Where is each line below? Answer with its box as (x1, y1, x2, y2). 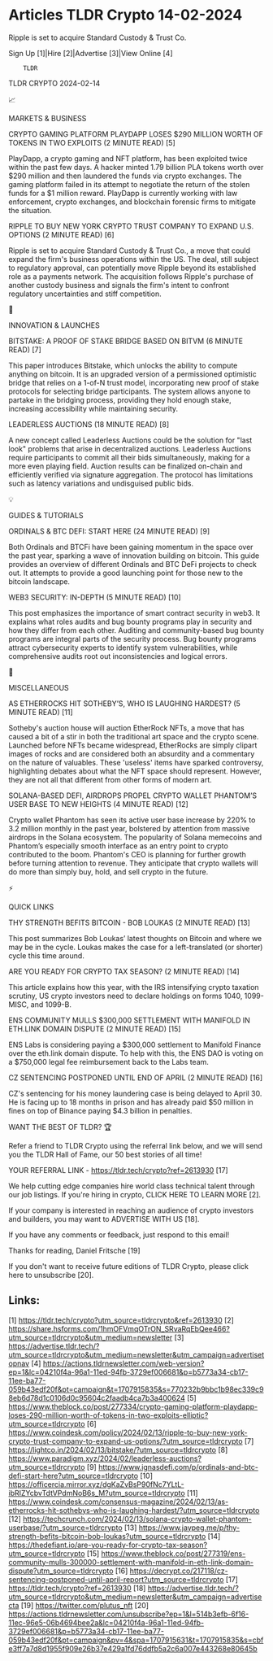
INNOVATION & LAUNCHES (8, 320, 100, 330)
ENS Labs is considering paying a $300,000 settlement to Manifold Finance (8, 1040, 262, 1049)
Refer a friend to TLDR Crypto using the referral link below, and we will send (8, 1140, 262, 1150)
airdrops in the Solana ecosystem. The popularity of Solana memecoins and (8, 832, 262, 842)
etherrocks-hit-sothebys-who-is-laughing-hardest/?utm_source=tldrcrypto (8, 1505, 260, 1515)
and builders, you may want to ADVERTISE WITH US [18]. (8, 1214, 200, 1223)
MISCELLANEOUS (8, 682, 69, 692)
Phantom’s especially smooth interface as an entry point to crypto (8, 840, 229, 851)
